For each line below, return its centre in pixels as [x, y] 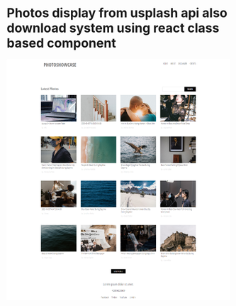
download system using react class [113, 28]
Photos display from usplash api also [117, 13]
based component [61, 43]
